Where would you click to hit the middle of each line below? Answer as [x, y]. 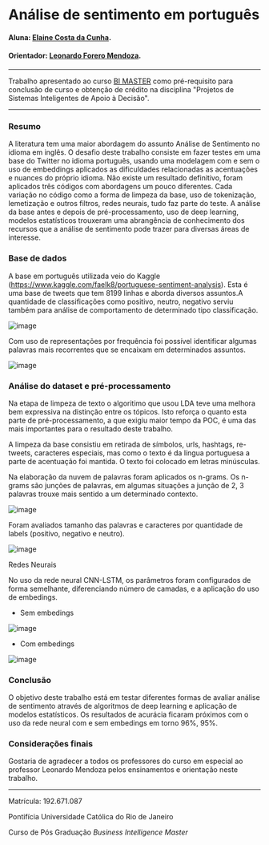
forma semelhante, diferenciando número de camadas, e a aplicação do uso [134, 588]
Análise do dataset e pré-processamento [90, 386]
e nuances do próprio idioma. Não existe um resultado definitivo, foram [126, 178]
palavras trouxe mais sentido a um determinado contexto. [103, 494]
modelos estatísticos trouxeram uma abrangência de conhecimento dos [127, 220]
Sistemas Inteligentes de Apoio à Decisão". [79, 98]
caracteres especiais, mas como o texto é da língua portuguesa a [142, 453]
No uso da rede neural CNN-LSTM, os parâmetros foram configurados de [130, 580]
